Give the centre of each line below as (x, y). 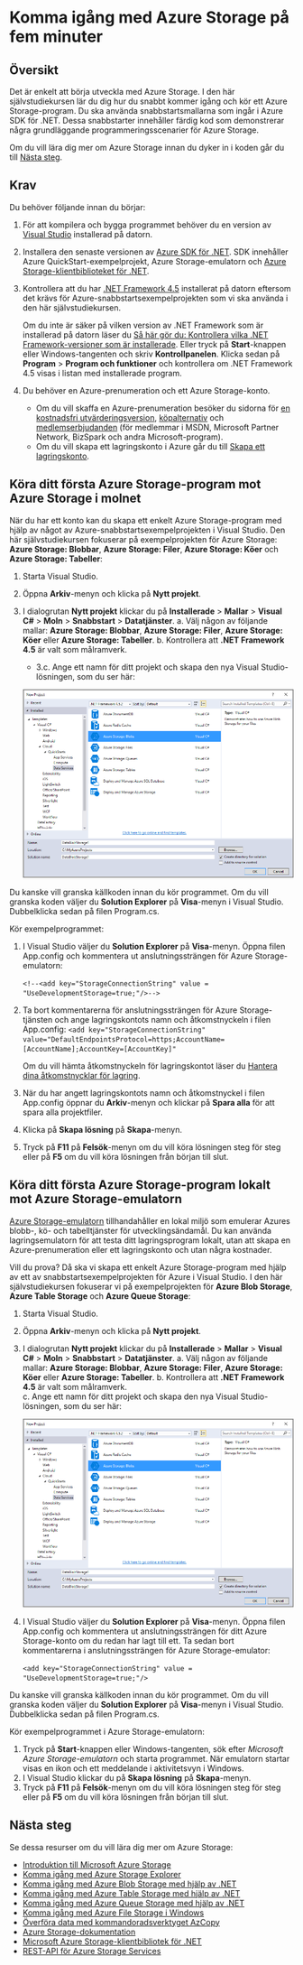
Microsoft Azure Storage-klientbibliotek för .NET (112, 1941)
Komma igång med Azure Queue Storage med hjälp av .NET (133, 1903)
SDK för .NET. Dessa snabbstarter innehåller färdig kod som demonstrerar (147, 120)
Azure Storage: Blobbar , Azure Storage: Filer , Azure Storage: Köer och (144, 549)
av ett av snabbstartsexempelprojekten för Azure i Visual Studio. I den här (146, 1276)
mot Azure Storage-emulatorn (96, 1199)
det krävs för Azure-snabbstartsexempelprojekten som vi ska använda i (155, 298)
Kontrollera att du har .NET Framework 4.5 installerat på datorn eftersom (156, 288)
